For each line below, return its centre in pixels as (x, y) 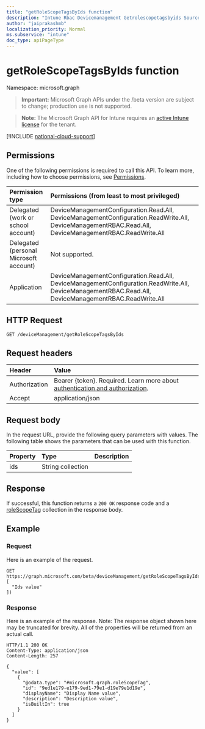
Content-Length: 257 (33, 656)
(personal (23, 250)
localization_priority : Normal (46, 29)
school (19, 225)
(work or (22, 217)
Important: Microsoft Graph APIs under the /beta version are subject (107, 99)
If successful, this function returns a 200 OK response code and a (88, 503)
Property (23, 457)
